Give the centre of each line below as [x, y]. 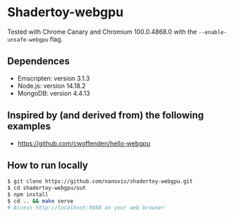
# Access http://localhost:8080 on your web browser [86, 207]
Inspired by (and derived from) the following [106, 116]
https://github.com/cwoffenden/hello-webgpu [84, 143]
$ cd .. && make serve [40, 201]
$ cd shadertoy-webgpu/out [47, 188]
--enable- [213, 32]
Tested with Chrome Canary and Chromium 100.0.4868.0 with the [102, 32]
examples [29, 126]
